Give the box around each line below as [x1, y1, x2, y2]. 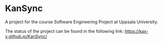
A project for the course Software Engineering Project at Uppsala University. [5, 19, 159, 25]
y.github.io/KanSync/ [5, 33, 47, 39]
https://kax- [124, 28, 148, 34]
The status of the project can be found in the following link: [5, 28, 124, 34]
